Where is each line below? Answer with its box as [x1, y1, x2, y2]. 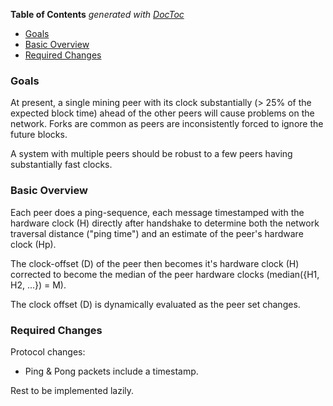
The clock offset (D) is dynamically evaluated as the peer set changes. [10, 298, 301, 310]
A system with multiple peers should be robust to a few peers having [10, 148, 293, 160]
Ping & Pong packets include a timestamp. [24, 365, 199, 377]
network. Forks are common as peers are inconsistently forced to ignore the [10, 118, 324, 130]
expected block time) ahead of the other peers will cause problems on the [10, 107, 315, 119]
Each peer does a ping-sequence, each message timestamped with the [10, 206, 305, 218]
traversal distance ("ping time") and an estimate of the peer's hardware [10, 227, 304, 239]
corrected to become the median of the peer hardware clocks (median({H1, [10, 268, 320, 280]
